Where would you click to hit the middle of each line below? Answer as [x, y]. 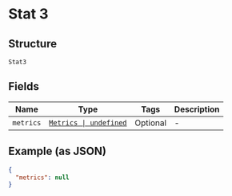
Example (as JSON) [57, 151]
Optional [150, 123]
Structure [33, 44]
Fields [24, 86]
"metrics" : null [42, 178]
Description [197, 109]
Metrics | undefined [88, 122]
